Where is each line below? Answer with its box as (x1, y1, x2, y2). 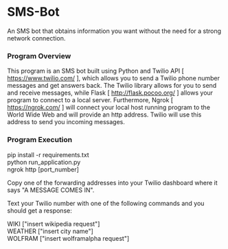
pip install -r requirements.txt (7, 150, 89, 158)
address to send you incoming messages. (7, 118, 125, 126)
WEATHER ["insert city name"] (7, 227, 94, 235)
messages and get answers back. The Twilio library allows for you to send (7, 82, 217, 90)
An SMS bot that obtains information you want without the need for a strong (7, 27, 222, 35)
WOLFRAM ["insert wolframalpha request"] (7, 234, 130, 242)
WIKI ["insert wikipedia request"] (7, 220, 100, 228)
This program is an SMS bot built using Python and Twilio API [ (7, 67, 184, 75)
